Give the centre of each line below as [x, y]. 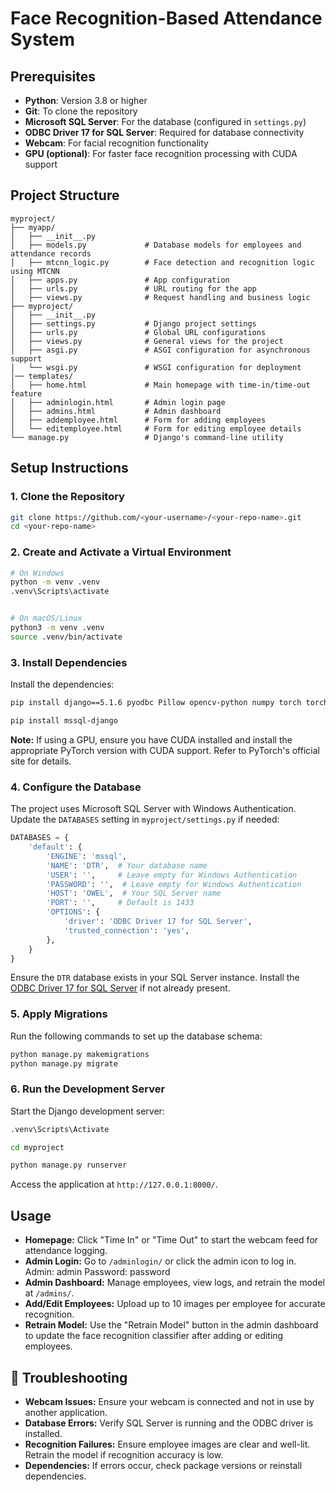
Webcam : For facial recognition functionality [116, 143]
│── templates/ [42, 376]
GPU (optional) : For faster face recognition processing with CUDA [161, 153]
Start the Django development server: [87, 1111]
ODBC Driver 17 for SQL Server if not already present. [120, 988]
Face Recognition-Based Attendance [166, 18]
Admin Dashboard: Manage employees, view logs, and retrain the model [174, 1283]
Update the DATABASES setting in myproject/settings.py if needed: [145, 819]
